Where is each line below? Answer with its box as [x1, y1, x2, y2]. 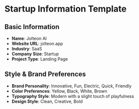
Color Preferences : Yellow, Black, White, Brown [11, 88, 107, 94]
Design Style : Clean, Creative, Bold [11, 98, 83, 104]
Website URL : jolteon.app [11, 41, 64, 47]
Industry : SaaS [11, 46, 42, 51]
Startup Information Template [4, 3, 127, 15]
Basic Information [4, 23, 60, 31]
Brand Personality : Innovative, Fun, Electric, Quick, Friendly [11, 83, 132, 89]
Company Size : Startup [11, 51, 59, 57]
